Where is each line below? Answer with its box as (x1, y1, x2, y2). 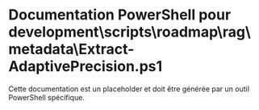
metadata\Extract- (8, 40, 135, 58)
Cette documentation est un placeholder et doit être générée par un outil (8, 83, 250, 94)
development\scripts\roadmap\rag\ (8, 23, 252, 41)
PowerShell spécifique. (8, 92, 85, 102)
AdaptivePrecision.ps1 (8, 57, 163, 76)
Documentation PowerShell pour (8, 6, 232, 24)
